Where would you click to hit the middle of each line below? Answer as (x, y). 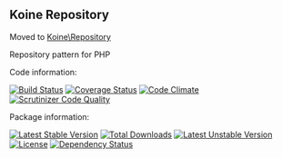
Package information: (50, 116)
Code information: (43, 72)
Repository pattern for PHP (60, 54)
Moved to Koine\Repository (60, 36)
